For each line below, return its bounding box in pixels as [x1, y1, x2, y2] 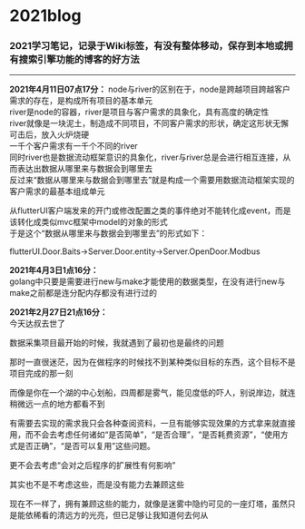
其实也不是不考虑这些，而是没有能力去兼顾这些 [9, 479, 184, 490]
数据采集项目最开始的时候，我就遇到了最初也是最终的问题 [9, 338, 224, 348]
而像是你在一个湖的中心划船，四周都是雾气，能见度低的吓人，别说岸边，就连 [9, 387, 296, 398]
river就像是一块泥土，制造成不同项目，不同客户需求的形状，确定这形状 [9, 118, 273, 129]
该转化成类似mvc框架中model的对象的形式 [9, 217, 168, 228]
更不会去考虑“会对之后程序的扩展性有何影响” [9, 460, 176, 471]
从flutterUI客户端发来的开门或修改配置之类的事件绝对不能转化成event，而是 [9, 205, 291, 216]
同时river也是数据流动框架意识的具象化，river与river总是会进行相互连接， [9, 152, 283, 163]
